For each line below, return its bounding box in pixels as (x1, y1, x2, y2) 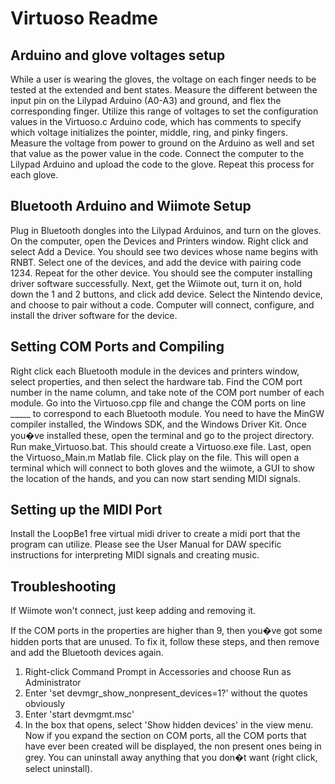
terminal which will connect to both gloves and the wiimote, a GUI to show (10, 462, 315, 474)
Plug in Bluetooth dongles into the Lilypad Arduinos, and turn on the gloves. (10, 224, 322, 236)
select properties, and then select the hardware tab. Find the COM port (10, 375, 303, 387)
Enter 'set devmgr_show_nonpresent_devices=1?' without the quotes (24, 687, 308, 699)
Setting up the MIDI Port (10, 502, 163, 519)
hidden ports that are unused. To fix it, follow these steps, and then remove (10, 636, 320, 648)
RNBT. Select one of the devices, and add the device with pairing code (10, 256, 302, 268)
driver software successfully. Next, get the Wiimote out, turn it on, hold (10, 277, 303, 289)
